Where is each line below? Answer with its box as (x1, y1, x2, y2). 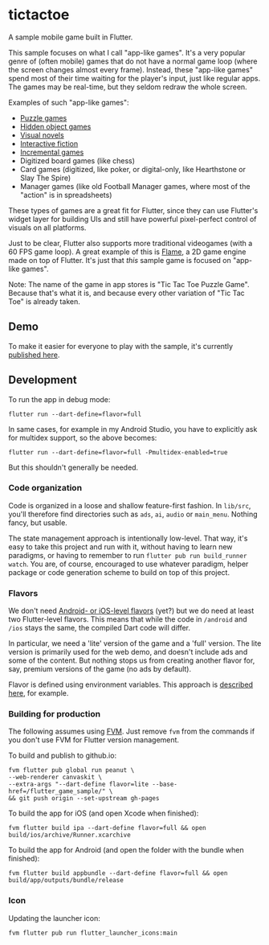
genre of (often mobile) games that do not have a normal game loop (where (8, 56, 258, 66)
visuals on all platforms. (8, 223, 87, 232)
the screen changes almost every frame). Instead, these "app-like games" (8, 64, 253, 74)
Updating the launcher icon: (8, 913, 100, 922)
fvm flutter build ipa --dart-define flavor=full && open (8, 824, 206, 832)
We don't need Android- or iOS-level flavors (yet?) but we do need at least (8, 606, 255, 616)
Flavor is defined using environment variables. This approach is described (8, 680, 254, 689)
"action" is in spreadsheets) (19, 190, 112, 199)
